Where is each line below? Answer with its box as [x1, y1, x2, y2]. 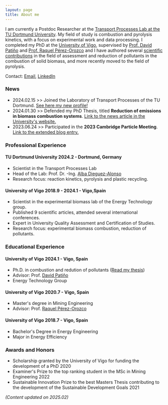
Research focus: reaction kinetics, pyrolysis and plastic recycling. [12, 176, 148, 182]
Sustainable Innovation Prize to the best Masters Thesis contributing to [12, 379, 160, 385]
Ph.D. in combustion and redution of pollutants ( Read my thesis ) [12, 267, 145, 273]
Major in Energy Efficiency [12, 334, 67, 340]
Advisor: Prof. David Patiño [12, 272, 69, 278]
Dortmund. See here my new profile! [12, 102, 88, 108]
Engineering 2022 [12, 373, 50, 380]
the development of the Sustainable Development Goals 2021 [12, 384, 140, 390]
